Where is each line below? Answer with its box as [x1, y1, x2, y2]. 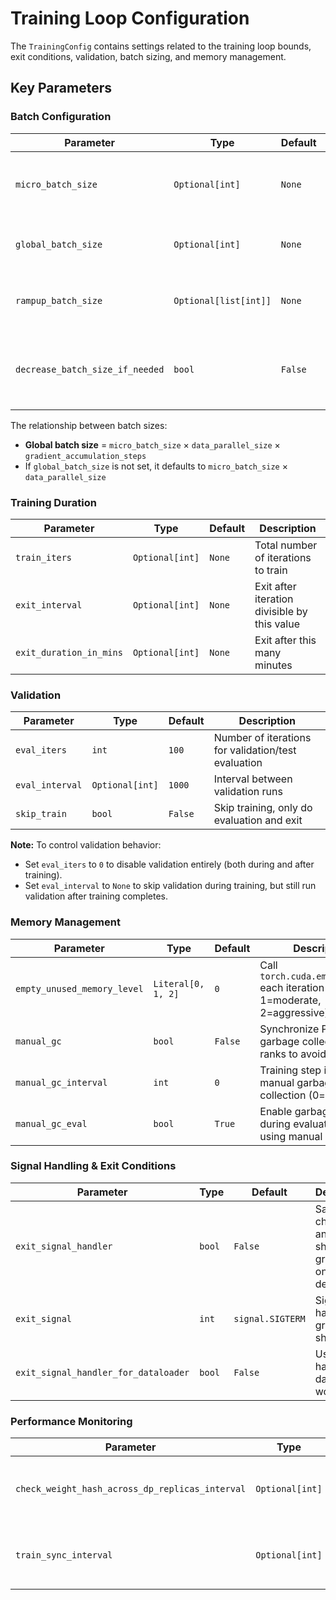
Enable [259, 1104, 293, 1118]
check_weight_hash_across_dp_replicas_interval [15, 1483, 247, 1495]
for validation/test [213, 743, 297, 757]
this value [254, 617, 300, 631]
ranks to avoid [259, 1047, 327, 1061]
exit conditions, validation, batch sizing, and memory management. [10, 50, 287, 62]
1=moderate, [259, 993, 322, 1007]
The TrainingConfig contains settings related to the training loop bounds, [10, 40, 312, 52]
